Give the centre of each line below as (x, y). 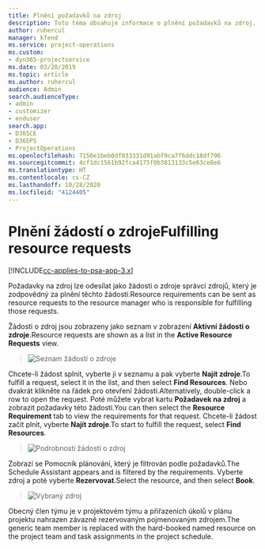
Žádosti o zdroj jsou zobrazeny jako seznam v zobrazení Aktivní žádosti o (129, 326)
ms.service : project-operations (61, 45)
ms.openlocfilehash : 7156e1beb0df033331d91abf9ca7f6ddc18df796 (115, 155)
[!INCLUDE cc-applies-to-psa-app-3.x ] (71, 270)
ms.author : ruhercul (42, 82)
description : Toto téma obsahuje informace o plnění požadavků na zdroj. (132, 23)
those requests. (34, 311)
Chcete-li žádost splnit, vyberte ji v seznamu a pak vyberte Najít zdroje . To (129, 374)
